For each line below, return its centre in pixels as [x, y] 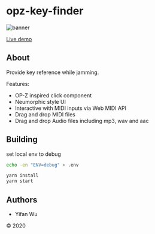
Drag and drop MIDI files [45, 114]
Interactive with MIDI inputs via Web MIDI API [71, 108]
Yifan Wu [26, 214]
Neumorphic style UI [40, 101]
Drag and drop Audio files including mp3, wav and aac [82, 121]
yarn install [22, 176]
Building [22, 139]
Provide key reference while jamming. [53, 72]
